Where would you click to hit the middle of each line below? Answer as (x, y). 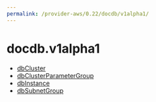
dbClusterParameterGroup (55, 75)
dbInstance (33, 83)
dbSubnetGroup (40, 90)
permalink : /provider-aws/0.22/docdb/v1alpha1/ (78, 14)
